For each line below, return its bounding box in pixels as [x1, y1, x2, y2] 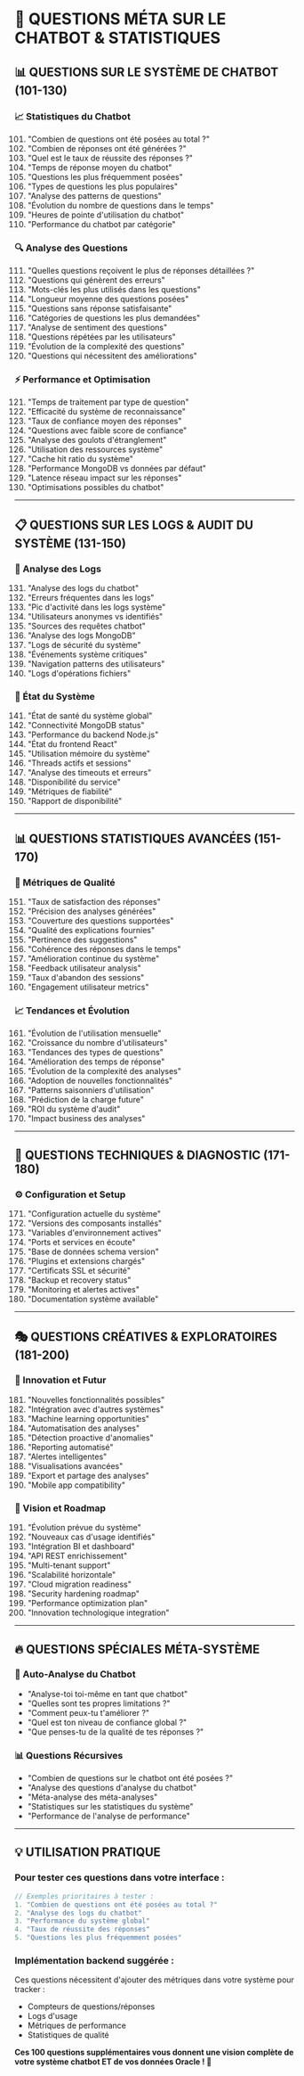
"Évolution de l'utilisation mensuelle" [27, 1028, 162, 1038]
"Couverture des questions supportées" [27, 915, 174, 926]
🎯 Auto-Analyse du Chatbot [14, 1668, 136, 1680]
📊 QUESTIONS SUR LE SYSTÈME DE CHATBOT [14, 64, 279, 79]
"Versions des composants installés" [27, 1218, 163, 1229]
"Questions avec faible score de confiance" [27, 425, 188, 436]
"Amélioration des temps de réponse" [27, 1056, 165, 1067]
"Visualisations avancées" [27, 1460, 124, 1471]
